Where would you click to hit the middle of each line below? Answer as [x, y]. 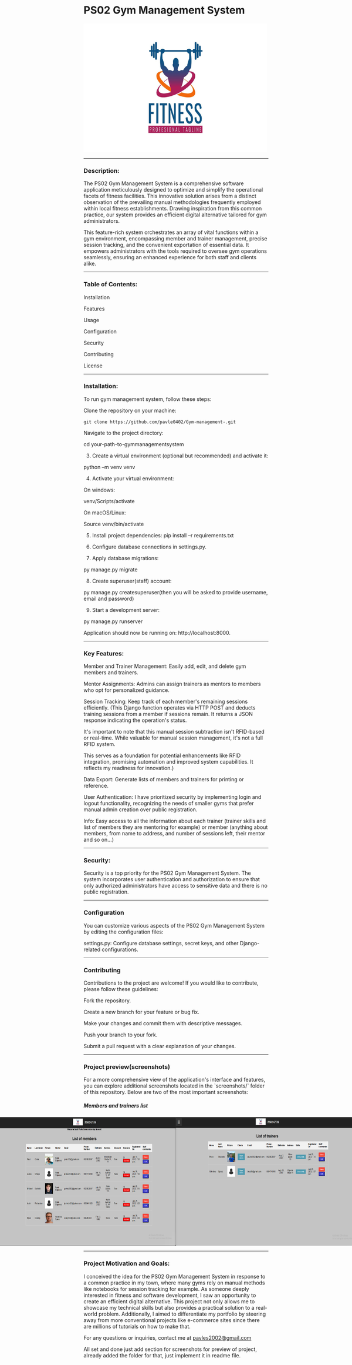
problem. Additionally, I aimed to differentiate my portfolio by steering [182, 1314]
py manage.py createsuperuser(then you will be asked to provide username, [176, 592]
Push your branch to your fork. [121, 1035]
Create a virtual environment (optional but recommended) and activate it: [180, 456]
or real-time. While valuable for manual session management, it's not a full [173, 738]
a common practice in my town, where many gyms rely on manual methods [174, 1283]
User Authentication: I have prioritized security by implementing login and [172, 797]
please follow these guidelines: [121, 989]
